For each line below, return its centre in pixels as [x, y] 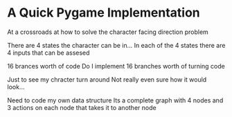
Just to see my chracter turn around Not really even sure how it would [107, 79]
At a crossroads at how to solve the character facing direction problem [108, 32]
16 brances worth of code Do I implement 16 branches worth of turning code [116, 66]
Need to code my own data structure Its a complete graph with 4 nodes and [115, 100]
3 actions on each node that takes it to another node [82, 107]
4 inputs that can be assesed [48, 53]
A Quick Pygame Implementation [104, 13]
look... [16, 87]
